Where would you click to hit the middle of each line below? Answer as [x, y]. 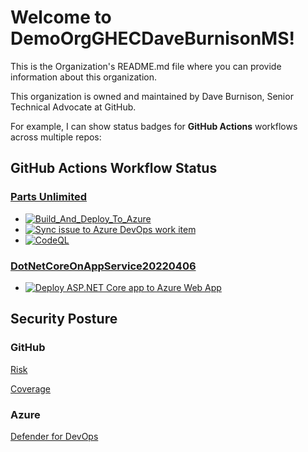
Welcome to [61, 17]
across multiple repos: [56, 137]
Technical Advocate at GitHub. [73, 107]
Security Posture [64, 319]
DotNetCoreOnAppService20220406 [103, 266]
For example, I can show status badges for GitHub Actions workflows [154, 126]
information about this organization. [84, 77]
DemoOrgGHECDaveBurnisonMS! [152, 38]
